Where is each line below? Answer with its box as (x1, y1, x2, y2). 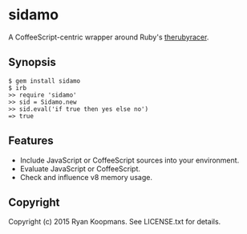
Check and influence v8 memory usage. (19, 172, 152, 182)
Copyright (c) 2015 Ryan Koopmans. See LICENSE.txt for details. (8, 217, 221, 227)
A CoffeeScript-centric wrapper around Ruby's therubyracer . (8, 32, 209, 42)
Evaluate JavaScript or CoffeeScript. (19, 163, 141, 174)
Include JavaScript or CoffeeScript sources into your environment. (19, 155, 240, 165)
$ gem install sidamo (8, 76, 81, 85)
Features (8, 134, 54, 148)
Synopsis (8, 55, 56, 69)
